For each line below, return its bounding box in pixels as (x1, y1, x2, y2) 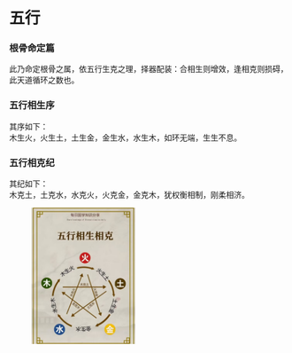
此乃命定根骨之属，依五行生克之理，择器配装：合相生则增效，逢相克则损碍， (9, 64, 288, 75)
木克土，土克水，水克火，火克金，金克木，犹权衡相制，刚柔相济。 (9, 190, 250, 200)
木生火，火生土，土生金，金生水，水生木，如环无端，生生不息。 (9, 132, 242, 143)
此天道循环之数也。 (9, 75, 80, 85)
